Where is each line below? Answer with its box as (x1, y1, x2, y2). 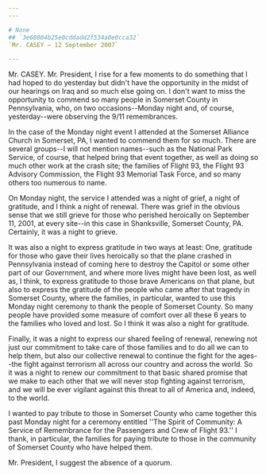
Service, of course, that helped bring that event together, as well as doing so (8, 153, 259, 162)
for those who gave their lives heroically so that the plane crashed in (8, 251, 232, 261)
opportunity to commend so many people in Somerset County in (8, 95, 218, 104)
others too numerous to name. (8, 178, 107, 188)
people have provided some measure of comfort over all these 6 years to (8, 310, 247, 320)
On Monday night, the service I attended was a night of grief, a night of (8, 193, 241, 203)
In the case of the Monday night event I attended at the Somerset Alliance (8, 127, 249, 137)
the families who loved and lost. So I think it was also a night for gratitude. (8, 319, 250, 329)
